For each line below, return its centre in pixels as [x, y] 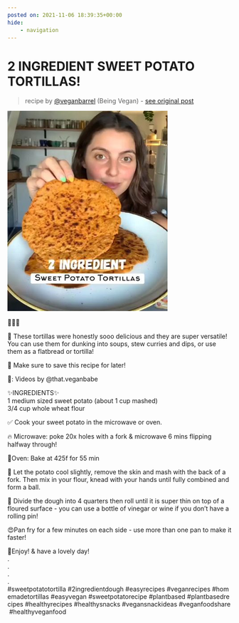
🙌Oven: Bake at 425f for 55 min [53, 459]
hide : [15, 22]
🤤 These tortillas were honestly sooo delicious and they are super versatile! [117, 336]
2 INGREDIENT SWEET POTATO [101, 66]
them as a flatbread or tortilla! [51, 352]
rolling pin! [23, 516]
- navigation [39, 30]
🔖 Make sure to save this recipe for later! [67, 365]
